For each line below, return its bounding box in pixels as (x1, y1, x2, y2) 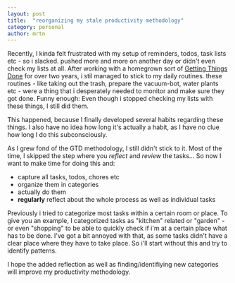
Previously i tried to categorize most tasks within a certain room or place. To (7, 209, 228, 217)
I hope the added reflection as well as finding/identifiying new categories (7, 260, 219, 269)
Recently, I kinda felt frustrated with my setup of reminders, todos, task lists (7, 49, 227, 58)
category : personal (7, 23, 65, 30)
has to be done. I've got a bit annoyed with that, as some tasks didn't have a (7, 231, 228, 240)
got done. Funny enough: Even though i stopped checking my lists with (7, 95, 213, 103)
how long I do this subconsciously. (7, 131, 108, 139)
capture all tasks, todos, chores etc (17, 173, 120, 181)
